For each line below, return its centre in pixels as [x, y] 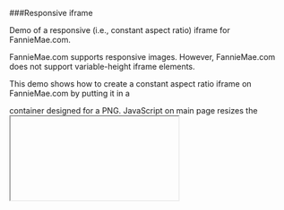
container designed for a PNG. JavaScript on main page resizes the [133, 110]
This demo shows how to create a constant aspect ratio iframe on [131, 84]
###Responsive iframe [51, 13]
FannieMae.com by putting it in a [69, 93]
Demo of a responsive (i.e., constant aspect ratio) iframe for [120, 30]
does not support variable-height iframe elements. [102, 67]
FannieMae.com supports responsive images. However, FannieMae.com [142, 57]
